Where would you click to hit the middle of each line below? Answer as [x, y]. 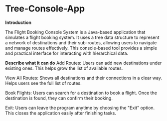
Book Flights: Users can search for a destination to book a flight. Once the [81, 93]
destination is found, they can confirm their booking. [59, 98]
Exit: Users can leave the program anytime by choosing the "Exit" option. [80, 108]
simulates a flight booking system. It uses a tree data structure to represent [82, 37]
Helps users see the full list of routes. [44, 83]
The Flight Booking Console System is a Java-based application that [75, 32]
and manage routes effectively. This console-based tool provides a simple [81, 48]
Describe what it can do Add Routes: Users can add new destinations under [83, 63]
